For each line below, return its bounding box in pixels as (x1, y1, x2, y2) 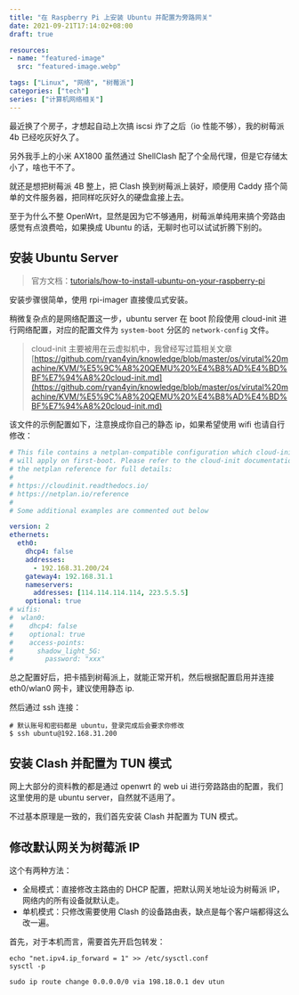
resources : (9, 45, 50, 54)
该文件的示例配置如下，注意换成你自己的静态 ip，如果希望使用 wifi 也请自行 (9, 420, 286, 430)
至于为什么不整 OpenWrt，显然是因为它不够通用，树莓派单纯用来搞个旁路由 (9, 210, 287, 221)
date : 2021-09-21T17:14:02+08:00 (9, 21, 133, 30)
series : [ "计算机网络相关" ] (9, 94, 104, 103)
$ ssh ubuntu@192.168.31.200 (9, 730, 117, 738)
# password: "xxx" (9, 655, 105, 664)
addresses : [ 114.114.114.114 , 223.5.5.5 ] (32, 589, 190, 598)
